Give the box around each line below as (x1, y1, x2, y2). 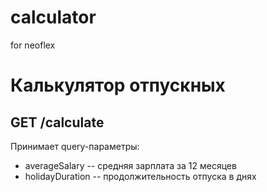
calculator (10, 6, 97, 29)
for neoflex (10, 39, 56, 51)
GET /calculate (10, 114, 105, 131)
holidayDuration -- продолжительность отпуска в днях (24, 170, 257, 182)
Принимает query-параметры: (10, 140, 140, 152)
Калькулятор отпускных (10, 74, 226, 97)
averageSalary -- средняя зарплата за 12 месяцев (24, 159, 237, 171)
